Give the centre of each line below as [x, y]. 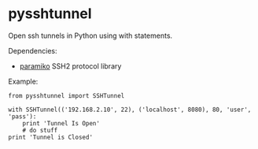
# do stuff [40, 130]
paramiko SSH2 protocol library [70, 66]
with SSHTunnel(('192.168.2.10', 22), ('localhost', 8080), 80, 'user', [130, 110]
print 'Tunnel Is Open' [61, 123]
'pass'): [22, 116]
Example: [23, 81]
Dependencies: [33, 50]
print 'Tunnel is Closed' [50, 137]
